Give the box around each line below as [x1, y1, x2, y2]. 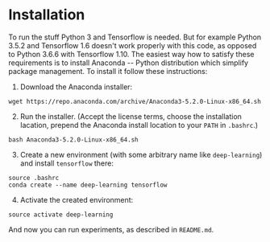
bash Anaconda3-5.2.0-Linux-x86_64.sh [8, 135, 139, 144]
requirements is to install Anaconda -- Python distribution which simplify [8, 58, 248, 68]
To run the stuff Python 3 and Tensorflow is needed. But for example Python [8, 32, 262, 42]
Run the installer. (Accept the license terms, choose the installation [19, 111, 242, 121]
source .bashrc [8, 174, 60, 182]
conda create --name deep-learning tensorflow [8, 181, 168, 189]
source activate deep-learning [8, 211, 114, 219]
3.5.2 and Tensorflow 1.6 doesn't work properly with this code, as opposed [8, 40, 257, 50]
